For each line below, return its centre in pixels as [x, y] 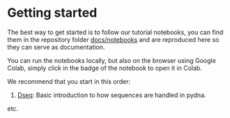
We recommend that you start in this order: [69, 81]
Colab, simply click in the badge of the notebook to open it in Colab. [105, 68]
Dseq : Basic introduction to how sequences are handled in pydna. [112, 95]
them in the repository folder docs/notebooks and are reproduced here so [113, 39]
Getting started [52, 13]
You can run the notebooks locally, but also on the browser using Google [112, 60]
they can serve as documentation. [56, 47]
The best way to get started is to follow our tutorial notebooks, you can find [115, 32]
